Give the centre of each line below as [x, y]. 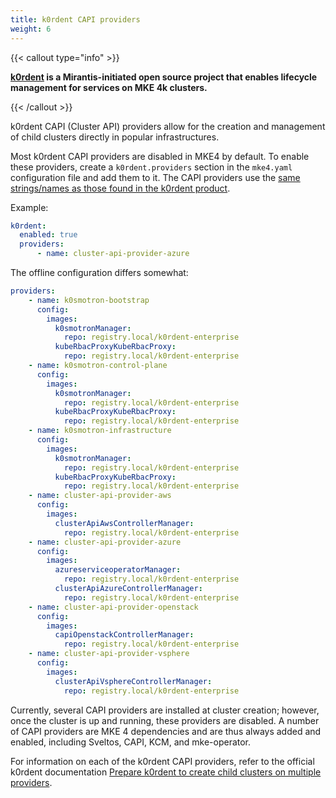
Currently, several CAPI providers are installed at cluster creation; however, [165, 710]
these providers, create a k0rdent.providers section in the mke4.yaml [151, 167]
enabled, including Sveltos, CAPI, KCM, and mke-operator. [131, 742]
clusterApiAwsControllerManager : [124, 523]
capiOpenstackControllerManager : [124, 635]
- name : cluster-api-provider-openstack [113, 607]
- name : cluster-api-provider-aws [100, 496]
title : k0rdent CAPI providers [75, 19]
